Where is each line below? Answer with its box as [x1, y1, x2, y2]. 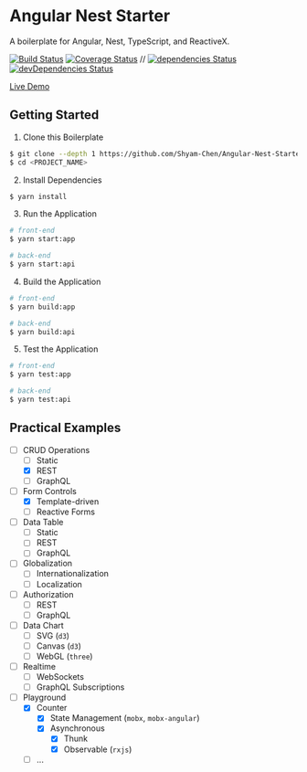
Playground [22, 692, 67, 703]
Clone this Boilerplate [22, 132, 104, 143]
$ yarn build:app [9, 302, 76, 312]
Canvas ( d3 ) [36, 640, 82, 651]
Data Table [22, 517, 64, 528]
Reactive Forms [36, 506, 96, 517]
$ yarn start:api [9, 259, 76, 269]
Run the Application [22, 208, 98, 219]
